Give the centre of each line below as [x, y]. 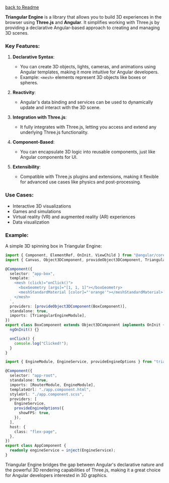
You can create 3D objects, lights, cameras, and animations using [88, 67]
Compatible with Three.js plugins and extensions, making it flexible [89, 177]
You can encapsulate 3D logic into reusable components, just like [88, 152]
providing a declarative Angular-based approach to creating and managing [82, 28]
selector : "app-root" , [33, 376]
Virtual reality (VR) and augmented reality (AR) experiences [74, 217]
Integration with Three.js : [39, 117]
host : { [18, 427]
